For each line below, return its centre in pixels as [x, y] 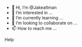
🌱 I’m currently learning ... [37, 18]
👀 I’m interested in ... [32, 13]
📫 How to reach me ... [34, 28]
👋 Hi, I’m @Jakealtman [34, 8]
